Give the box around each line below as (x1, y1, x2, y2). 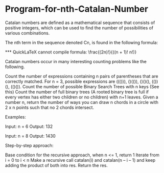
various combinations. (5, 30, 50, 36)
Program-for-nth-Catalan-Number (5, 3, 148, 15)
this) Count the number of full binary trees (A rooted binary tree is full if (5, 89, 149, 95)
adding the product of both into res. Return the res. (5, 162, 108, 168)
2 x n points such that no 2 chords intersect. (5, 104, 94, 110)
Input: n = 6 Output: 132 (5, 124, 53, 129)
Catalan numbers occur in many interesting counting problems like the (5, 58, 147, 64)
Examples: (5, 114, 26, 120)
